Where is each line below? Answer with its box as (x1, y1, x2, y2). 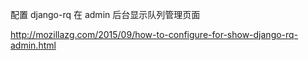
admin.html (10, 39, 57, 51)
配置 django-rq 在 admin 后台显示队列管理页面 (10, 9, 201, 20)
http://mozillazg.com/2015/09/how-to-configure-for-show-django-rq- (10, 29, 299, 40)
